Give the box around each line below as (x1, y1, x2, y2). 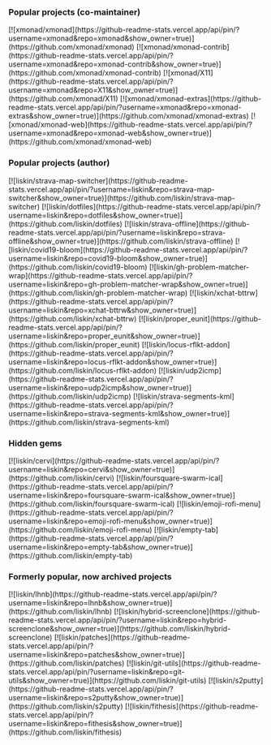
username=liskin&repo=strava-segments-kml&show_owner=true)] (8, 408, 230, 418)
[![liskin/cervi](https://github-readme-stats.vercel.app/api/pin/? (8, 455, 220, 465)
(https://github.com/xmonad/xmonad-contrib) (8, 68, 162, 78)
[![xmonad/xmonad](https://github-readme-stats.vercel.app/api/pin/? (8, 25, 240, 35)
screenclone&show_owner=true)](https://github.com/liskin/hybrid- (8, 624, 231, 634)
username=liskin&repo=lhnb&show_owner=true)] (8, 598, 173, 608)
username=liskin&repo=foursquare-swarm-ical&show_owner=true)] (8, 490, 235, 500)
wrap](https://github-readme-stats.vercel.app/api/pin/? (8, 270, 193, 280)
